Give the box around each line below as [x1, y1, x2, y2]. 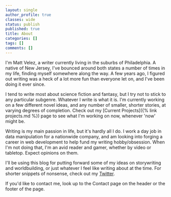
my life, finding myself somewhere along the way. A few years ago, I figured [5, 70, 165, 77]
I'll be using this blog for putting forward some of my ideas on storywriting [5, 159, 161, 166]
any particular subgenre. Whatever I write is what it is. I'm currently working [5, 96, 165, 103]
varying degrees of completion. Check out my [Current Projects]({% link [5, 107, 157, 113]
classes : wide [5, 17, 36, 22]
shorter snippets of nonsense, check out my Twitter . [5, 170, 115, 177]
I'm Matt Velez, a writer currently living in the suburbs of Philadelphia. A [5, 59, 156, 65]
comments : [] [5, 45, 33, 51]
